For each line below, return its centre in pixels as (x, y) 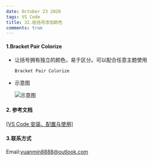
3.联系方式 (19, 138)
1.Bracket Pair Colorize (34, 46)
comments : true (24, 28)
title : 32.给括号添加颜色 (34, 22)
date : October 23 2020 (33, 11)
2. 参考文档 (19, 110)
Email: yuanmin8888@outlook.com (47, 152)
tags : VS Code (23, 17)
